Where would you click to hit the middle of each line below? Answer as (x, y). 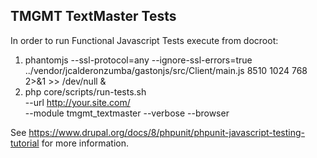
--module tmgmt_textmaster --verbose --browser (127, 113)
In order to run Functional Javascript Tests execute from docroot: (144, 40)
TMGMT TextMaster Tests (93, 16)
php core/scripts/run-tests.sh (85, 91)
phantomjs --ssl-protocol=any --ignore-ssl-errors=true (138, 60)
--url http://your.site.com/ (77, 102)
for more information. (85, 143)
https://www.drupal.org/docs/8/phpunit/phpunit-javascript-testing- (167, 132)
